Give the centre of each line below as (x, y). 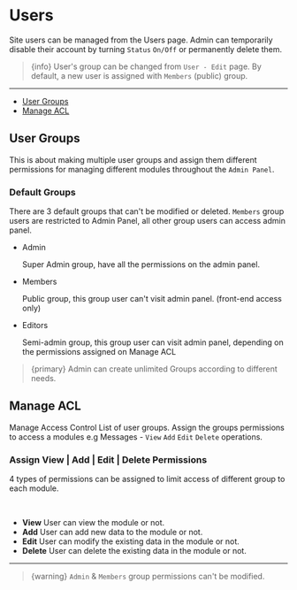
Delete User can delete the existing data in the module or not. (134, 551)
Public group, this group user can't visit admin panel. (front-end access (152, 299)
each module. (34, 488)
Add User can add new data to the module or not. (112, 533)
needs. (43, 379)
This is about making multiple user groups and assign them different (133, 159)
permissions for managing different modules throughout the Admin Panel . (142, 169)
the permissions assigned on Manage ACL (99, 352)
